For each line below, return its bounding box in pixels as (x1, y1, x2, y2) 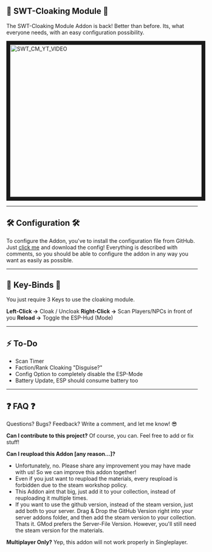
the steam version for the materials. (15, 527, 104, 534)
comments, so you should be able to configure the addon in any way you (6, 250, 189, 257)
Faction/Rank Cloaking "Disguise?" (15, 364, 103, 371)
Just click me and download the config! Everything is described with (6, 243, 178, 251)
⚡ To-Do (6, 338, 38, 349)
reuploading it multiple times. (15, 494, 88, 502)
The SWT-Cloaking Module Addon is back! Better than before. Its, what (6, 22, 184, 29)
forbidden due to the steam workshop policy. (15, 481, 128, 489)
